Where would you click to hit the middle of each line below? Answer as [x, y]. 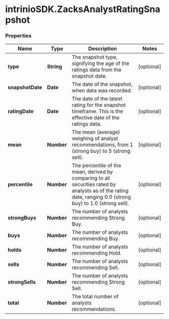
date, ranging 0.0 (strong [101, 197]
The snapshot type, [95, 57]
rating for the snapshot [99, 105]
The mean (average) [96, 132]
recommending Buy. [96, 239]
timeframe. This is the [97, 111]
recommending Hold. [97, 253]
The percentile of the [97, 166]
